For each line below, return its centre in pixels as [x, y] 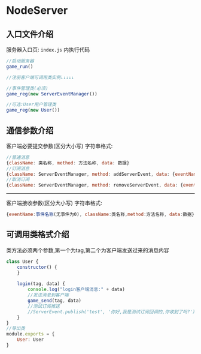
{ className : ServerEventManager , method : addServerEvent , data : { [91, 174]
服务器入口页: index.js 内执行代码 [48, 49]
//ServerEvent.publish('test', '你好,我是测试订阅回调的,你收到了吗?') [112, 312]
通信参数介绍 [30, 130]
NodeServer [37, 10]
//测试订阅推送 [44, 306]
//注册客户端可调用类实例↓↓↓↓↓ [40, 77]
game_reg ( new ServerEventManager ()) [52, 94]
